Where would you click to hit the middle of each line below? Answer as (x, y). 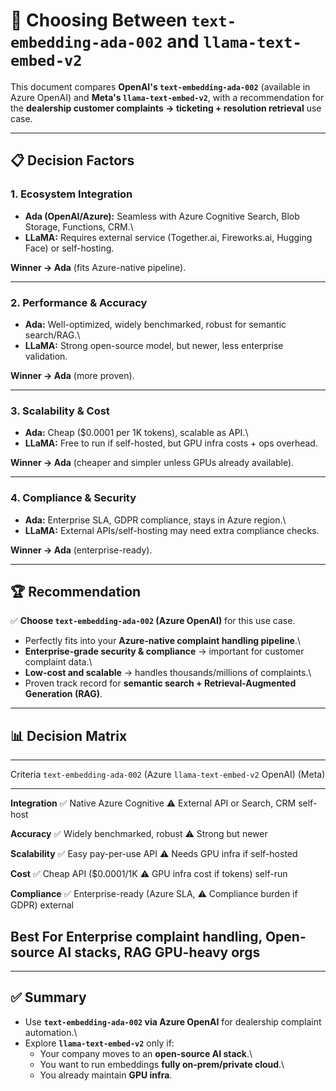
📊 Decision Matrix (69, 735)
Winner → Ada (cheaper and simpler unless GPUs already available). (152, 463)
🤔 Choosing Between (99, 20)
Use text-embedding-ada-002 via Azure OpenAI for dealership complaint (173, 1021)
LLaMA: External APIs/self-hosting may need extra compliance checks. (172, 530)
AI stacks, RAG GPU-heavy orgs (159, 952)
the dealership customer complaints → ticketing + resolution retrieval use (166, 108)
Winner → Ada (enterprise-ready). (81, 550)
